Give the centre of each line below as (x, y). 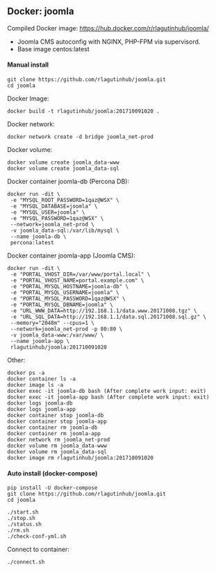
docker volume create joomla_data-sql (63, 169)
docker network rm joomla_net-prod (59, 440)
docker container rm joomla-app (54, 434)
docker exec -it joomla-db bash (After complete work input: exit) (107, 392)
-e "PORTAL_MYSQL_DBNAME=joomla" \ (61, 305)
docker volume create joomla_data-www (63, 162)
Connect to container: (38, 549)
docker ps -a (26, 373)
